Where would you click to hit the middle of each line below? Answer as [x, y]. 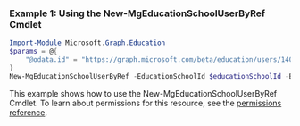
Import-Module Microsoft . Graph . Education [87, 43]
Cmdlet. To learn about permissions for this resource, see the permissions [146, 103]
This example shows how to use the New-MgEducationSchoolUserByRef [143, 93]
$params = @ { [33, 52]
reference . [28, 112]
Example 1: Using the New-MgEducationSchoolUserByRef [137, 13]
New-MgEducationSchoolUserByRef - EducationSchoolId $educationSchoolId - [150, 76]
